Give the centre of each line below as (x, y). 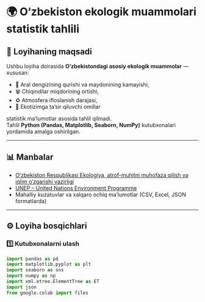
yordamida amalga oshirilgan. (43, 131)
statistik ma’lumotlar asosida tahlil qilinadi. (59, 119)
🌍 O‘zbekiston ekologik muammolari (102, 12)
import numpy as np (31, 276)
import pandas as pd (33, 259)
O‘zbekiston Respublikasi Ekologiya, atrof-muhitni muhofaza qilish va (102, 175)
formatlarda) (31, 201)
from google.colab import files (47, 293)
